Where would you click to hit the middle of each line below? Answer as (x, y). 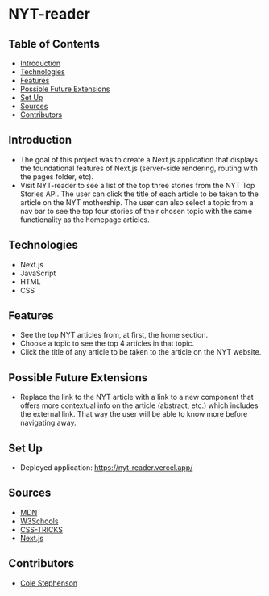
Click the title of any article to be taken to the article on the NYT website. (141, 352)
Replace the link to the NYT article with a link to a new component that (137, 397)
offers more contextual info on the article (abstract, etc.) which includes (139, 405)
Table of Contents (54, 44)
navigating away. (48, 423)
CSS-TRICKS (41, 529)
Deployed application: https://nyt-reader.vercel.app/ (106, 468)
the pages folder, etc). (57, 176)
